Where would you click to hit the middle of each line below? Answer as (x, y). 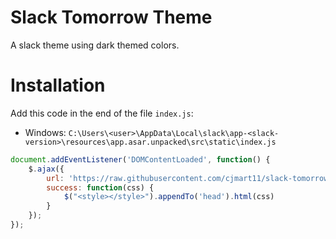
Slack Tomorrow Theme (111, 17)
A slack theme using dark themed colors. (95, 45)
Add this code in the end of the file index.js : (102, 113)
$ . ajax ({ (46, 169)
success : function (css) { (100, 187)
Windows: (45, 132)
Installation (58, 85)
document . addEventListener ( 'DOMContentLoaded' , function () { (140, 159)
